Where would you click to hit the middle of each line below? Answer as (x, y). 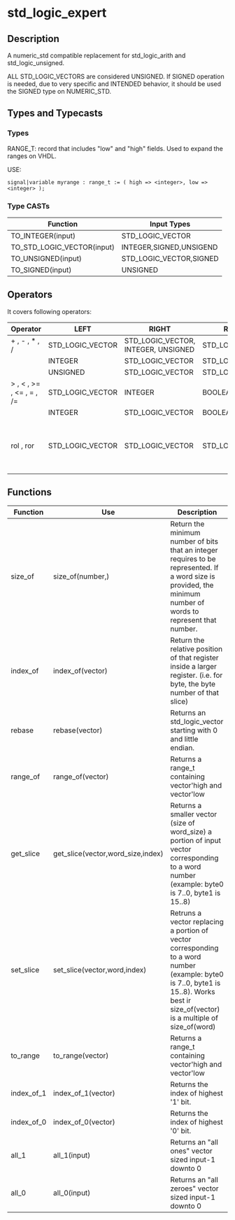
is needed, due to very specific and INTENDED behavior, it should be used (114, 84)
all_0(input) (72, 1193)
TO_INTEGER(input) (43, 236)
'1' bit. (181, 1102)
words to (185, 611)
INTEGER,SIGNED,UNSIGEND (170, 247)
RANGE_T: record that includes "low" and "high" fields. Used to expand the (115, 148)
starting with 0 (194, 730)
